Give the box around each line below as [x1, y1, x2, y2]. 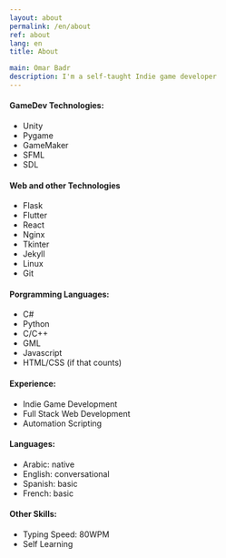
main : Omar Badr [9, 64, 71, 73]
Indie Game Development [22, 398, 118, 410]
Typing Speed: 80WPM [22, 529, 110, 540]
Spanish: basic [22, 478, 78, 489]
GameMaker [22, 140, 69, 151]
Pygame [22, 130, 54, 141]
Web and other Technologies [9, 179, 121, 191]
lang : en [9, 38, 43, 48]
